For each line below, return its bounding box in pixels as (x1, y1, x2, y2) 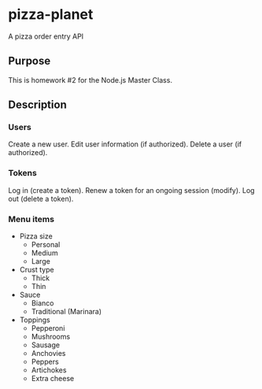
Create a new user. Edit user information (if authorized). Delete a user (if (8, 139, 242, 149)
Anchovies (31, 349, 66, 358)
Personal (31, 240, 61, 250)
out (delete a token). (8, 194, 74, 203)
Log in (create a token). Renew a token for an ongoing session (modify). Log (8, 185, 255, 194)
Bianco (31, 298, 54, 308)
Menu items (8, 213, 55, 224)
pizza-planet (8, 6, 94, 24)
